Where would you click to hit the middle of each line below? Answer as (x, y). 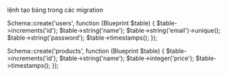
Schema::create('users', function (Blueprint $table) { (81, 23)
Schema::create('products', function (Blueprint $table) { (86, 51)
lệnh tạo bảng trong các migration (55, 10)
